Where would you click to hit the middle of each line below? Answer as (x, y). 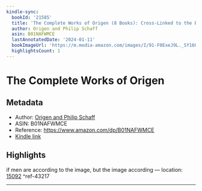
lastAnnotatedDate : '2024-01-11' (54, 40)
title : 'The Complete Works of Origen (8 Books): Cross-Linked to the (102, 23)
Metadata (25, 103)
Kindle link (28, 136)
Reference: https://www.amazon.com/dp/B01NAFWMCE (84, 130)
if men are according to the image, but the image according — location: (95, 169)
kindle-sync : (23, 12)
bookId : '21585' (32, 17)
